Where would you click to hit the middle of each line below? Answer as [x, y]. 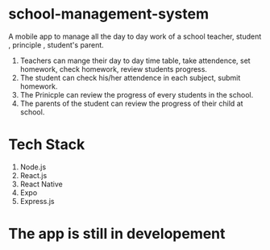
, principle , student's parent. [56, 44]
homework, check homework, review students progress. [114, 69]
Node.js [33, 167]
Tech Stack [47, 145]
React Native [41, 184]
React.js [33, 175]
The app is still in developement [117, 234]
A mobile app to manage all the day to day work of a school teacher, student [135, 36]
